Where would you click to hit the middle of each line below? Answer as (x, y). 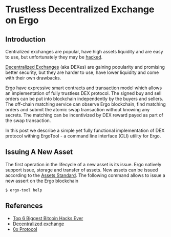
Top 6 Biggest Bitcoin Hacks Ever (48, 218)
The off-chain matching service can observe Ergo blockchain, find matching (86, 104)
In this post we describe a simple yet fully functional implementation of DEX (85, 130)
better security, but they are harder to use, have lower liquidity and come (82, 72)
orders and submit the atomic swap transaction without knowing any (78, 110)
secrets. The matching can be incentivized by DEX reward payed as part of (84, 115)
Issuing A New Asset (39, 152)
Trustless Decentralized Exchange (80, 9)
